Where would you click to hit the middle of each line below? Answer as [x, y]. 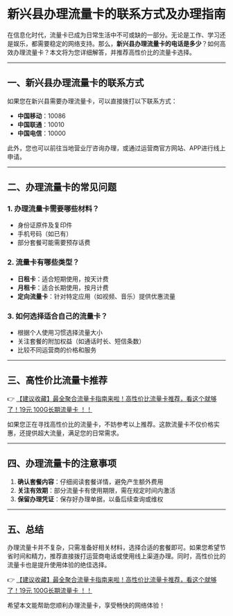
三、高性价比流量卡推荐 [57, 380]
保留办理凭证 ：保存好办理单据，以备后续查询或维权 [90, 499]
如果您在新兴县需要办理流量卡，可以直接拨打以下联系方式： [92, 101]
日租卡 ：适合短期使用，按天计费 [63, 278]
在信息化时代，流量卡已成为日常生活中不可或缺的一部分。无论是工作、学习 [113, 35]
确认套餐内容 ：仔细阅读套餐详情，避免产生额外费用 [90, 482]
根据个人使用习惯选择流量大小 [60, 333]
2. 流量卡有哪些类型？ [43, 262]
